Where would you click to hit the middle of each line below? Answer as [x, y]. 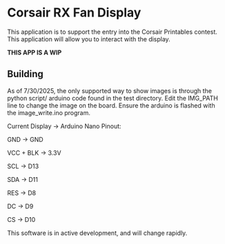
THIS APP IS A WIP [35, 52]
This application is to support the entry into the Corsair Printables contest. [112, 32]
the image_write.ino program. [49, 112]
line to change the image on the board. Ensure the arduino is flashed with [111, 105]
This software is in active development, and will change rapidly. [97, 233]
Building [25, 74]
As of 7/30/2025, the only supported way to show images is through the [110, 90]
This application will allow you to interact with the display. [89, 39]
